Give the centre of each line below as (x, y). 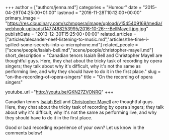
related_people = (120, 45)
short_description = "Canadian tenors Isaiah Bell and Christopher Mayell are (84, 55)
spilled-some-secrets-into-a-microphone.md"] (54, 45)
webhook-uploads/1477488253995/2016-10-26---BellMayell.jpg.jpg (76, 29)
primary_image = (23, 18)
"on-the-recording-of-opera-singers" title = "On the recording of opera (79, 77)
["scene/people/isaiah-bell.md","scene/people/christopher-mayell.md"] (79, 50)
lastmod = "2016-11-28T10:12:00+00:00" (100, 13)
